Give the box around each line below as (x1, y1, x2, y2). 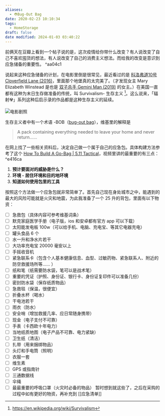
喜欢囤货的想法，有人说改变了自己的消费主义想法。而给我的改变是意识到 (13, 55, 160, 61)
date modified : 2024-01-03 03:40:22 (5, 35, 80, 40)
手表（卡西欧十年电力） (12, 323, 60, 329)
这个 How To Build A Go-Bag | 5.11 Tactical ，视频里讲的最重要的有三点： (13, 150, 160, 156)
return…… (17, 134, 37, 140)
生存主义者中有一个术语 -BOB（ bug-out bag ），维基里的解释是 (5, 119, 131, 125)
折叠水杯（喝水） (12, 292, 47, 298)
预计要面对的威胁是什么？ (12, 166, 64, 172)
